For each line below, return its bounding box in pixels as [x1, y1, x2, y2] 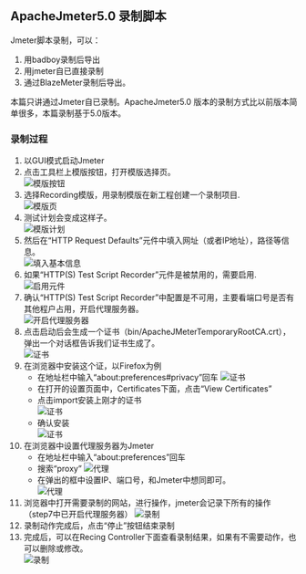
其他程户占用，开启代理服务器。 [23, 304, 144, 315]
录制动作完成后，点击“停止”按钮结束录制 [23, 520, 176, 531]
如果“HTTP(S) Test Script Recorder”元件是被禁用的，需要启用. [23, 269, 258, 280]
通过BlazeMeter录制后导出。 [23, 77, 131, 88]
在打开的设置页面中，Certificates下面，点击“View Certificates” [36, 383, 272, 394]
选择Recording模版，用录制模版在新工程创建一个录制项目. [23, 190, 240, 201]
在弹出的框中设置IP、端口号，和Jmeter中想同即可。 [36, 475, 231, 485]
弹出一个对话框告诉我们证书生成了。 [23, 338, 160, 349]
